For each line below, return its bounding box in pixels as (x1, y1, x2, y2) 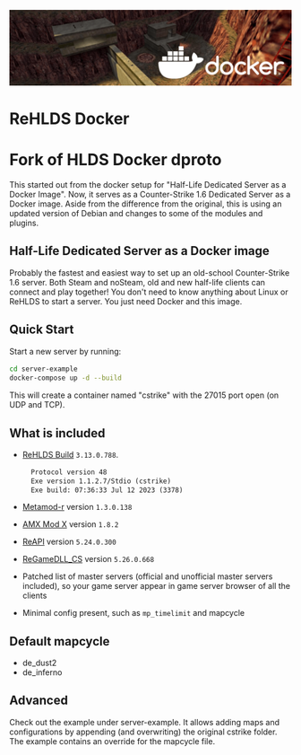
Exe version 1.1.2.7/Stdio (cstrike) (30, 477, 172, 486)
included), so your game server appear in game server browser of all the (21, 581, 291, 592)
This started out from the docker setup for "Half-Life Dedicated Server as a (9, 179, 287, 189)
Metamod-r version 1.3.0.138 (21, 502, 133, 513)
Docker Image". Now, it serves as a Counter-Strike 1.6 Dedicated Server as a (9, 189, 291, 199)
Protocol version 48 (30, 468, 107, 477)
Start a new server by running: (9, 346, 122, 356)
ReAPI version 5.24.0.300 (21, 536, 116, 548)
